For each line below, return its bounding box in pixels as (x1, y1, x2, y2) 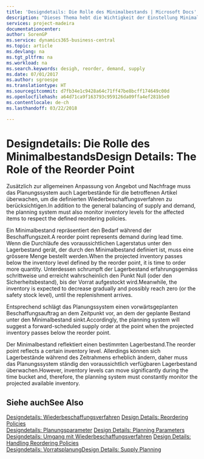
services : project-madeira (6, 20, 75, 26)
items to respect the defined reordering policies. (6, 215, 127, 222)
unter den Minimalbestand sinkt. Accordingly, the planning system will (6, 316, 180, 323)
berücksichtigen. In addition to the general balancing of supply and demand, (6, 202, 196, 209)
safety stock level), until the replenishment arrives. (6, 292, 133, 299)
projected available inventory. (6, 380, 80, 387)
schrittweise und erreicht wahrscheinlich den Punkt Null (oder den (6, 272, 172, 279)
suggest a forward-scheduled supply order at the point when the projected (6, 323, 194, 330)
